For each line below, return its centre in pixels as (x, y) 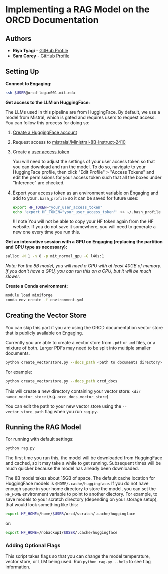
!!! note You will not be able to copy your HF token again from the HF (83, 221)
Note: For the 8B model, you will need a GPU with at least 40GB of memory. (83, 266)
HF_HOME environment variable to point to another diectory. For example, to (81, 494)
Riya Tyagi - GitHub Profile (40, 50)
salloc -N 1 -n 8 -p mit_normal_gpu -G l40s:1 (55, 256)
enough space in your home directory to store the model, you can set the (81, 489)
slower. (13, 276)
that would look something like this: (42, 505)
